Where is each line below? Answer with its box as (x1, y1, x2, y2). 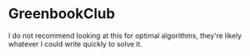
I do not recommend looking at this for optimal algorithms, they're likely (8, 31, 242, 40)
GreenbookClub (8, 5, 115, 23)
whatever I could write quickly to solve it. (8, 39, 143, 48)
